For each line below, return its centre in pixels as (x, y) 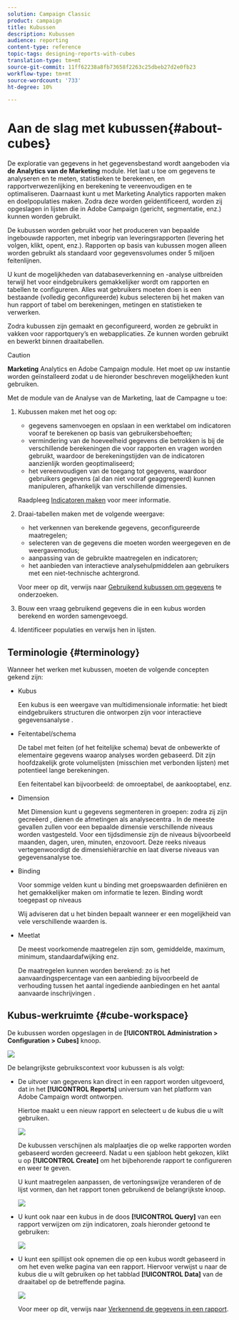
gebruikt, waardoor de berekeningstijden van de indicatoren (116, 456)
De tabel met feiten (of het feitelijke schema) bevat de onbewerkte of (119, 747)
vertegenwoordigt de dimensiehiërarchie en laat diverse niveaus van (118, 849)
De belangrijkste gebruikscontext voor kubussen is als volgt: (96, 1067)
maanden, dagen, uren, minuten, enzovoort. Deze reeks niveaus (112, 842)
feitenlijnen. (25, 260)
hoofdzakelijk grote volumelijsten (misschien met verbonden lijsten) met (123, 763)
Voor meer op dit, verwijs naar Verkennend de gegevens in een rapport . (123, 1309)
